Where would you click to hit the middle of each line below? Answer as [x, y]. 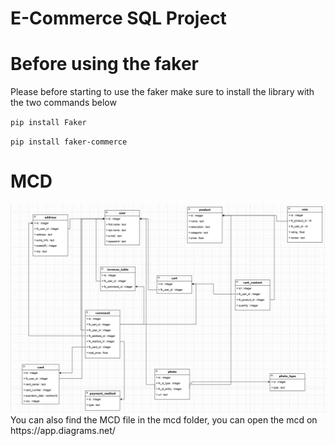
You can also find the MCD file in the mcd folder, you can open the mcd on [164, 419]
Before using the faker [105, 64]
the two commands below [63, 103]
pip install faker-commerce [69, 142]
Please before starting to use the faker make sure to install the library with [162, 92]
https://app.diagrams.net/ [63, 430]
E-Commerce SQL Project [118, 18]
